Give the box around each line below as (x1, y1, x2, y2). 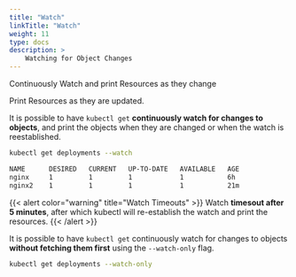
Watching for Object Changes (25, 54, 133, 63)
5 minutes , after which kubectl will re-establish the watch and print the (9, 206, 269, 217)
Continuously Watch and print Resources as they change (9, 79, 217, 88)
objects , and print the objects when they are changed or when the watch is (9, 122, 284, 133)
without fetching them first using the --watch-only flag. (9, 242, 214, 253)
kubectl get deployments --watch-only (9, 259, 152, 268)
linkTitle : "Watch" (9, 21, 82, 30)
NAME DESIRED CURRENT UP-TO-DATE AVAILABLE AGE (9, 165, 240, 173)
